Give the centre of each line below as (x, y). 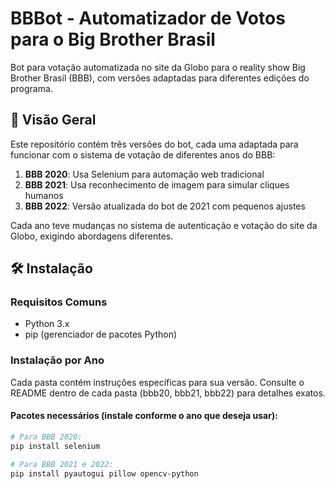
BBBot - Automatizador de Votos (148, 18)
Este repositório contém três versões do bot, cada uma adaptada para (154, 144)
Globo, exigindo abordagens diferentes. (92, 236)
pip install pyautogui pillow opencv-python (104, 473)
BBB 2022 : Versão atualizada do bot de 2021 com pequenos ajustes (165, 206)
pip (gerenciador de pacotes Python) (101, 334)
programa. (31, 88)
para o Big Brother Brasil (113, 39)
